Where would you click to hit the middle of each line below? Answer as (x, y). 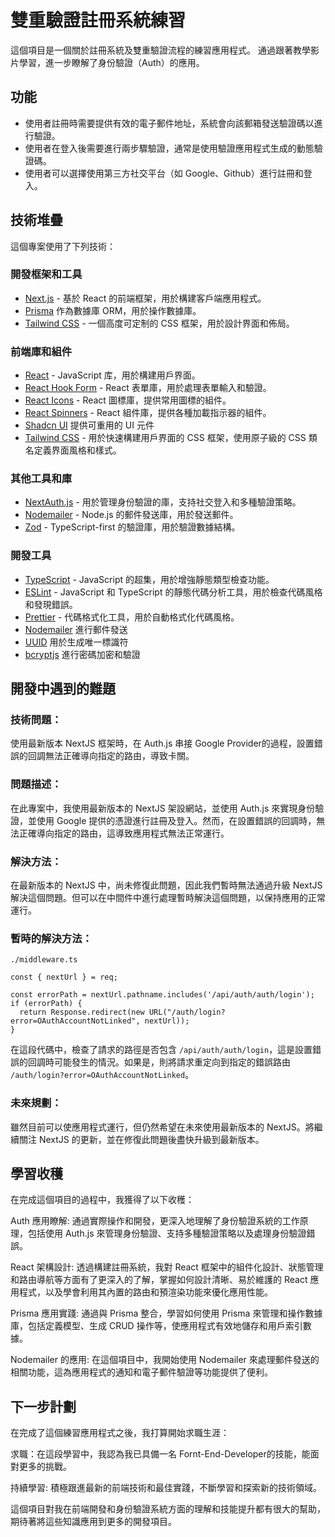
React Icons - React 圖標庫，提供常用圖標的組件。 (128, 400)
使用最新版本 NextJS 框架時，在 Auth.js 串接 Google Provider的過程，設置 (162, 743)
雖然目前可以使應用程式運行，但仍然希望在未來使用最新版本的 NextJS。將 (162, 1127)
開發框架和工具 (46, 274)
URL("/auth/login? (187, 1012)
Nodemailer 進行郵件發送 (76, 629)
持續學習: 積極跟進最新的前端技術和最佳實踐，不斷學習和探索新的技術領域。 (166, 1488)
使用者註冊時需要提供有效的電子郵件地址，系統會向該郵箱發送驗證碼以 (169, 123)
